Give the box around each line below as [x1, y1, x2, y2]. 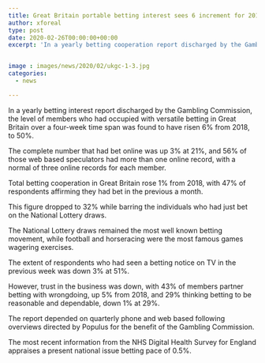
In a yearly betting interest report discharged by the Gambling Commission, [8, 105, 252, 115]
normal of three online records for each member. [8, 163, 167, 172]
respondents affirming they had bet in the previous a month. [8, 187, 203, 196]
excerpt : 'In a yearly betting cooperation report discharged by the [8, 41, 242, 49]
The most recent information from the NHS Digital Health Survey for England [8, 337, 256, 346]
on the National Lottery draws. [8, 210, 107, 220]
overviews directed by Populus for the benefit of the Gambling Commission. [8, 322, 255, 331]
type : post [8, 26, 44, 34]
